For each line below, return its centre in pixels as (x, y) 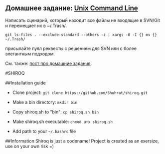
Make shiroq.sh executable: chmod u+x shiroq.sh (63, 121)
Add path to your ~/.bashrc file (44, 131)
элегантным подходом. (30, 53)
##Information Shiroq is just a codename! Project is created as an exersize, (82, 141)
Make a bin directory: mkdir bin (45, 102)
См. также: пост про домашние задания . (49, 63)
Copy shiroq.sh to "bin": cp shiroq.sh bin (55, 111)
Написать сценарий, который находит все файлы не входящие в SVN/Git (83, 20)
